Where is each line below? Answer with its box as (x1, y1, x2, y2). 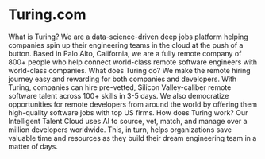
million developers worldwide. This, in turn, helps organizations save (8, 125, 232, 134)
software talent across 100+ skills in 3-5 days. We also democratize (8, 91, 229, 100)
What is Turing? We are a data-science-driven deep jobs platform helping (8, 32, 248, 41)
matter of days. (8, 142, 58, 151)
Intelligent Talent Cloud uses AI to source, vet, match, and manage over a (8, 116, 248, 126)
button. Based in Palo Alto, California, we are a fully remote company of (8, 48, 242, 58)
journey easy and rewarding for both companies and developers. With (8, 74, 237, 83)
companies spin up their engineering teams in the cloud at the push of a (8, 40, 244, 49)
